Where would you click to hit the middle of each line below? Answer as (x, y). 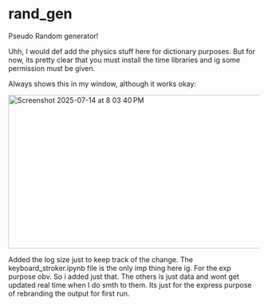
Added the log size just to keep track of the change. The (101, 259)
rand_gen (40, 14)
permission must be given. (52, 68)
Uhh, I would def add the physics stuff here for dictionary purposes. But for (132, 51)
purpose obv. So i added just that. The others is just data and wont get (124, 277)
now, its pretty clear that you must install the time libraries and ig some (124, 60)
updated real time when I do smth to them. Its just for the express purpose (130, 284)
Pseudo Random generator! (53, 36)
